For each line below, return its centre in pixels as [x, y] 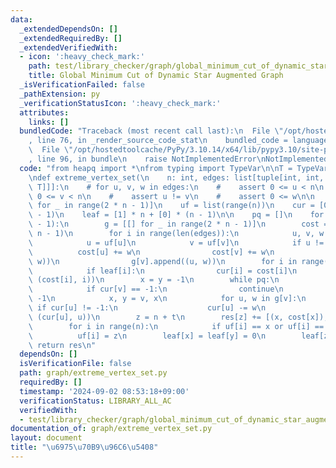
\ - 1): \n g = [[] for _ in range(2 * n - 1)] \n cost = [178, 224]
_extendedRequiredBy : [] [71, 38]
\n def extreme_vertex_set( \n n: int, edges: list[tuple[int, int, [176, 177]
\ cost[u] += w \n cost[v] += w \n [151, 252]
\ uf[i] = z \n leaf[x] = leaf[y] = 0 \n [147, 336]
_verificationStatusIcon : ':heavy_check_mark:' [120, 103]
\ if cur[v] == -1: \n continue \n [156, 289]
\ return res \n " [62, 345]
